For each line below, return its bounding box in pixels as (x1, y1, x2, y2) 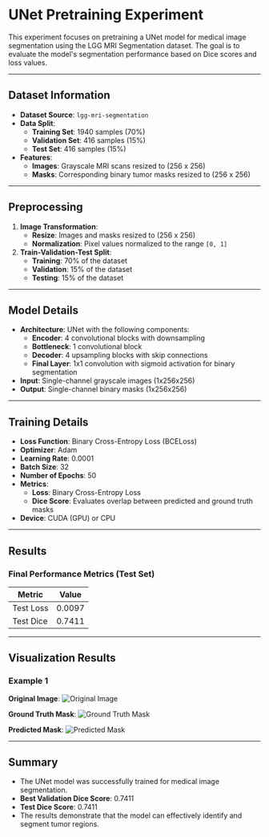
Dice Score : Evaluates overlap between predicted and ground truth (31, 496, 254, 506)
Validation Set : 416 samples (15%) (31, 135, 147, 145)
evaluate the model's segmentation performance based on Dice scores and (8, 49, 258, 59)
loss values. (8, 58, 48, 67)
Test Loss (12, 602, 49, 613)
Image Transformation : (19, 221, 98, 231)
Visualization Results (8, 652, 116, 665)
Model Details (8, 303, 78, 317)
